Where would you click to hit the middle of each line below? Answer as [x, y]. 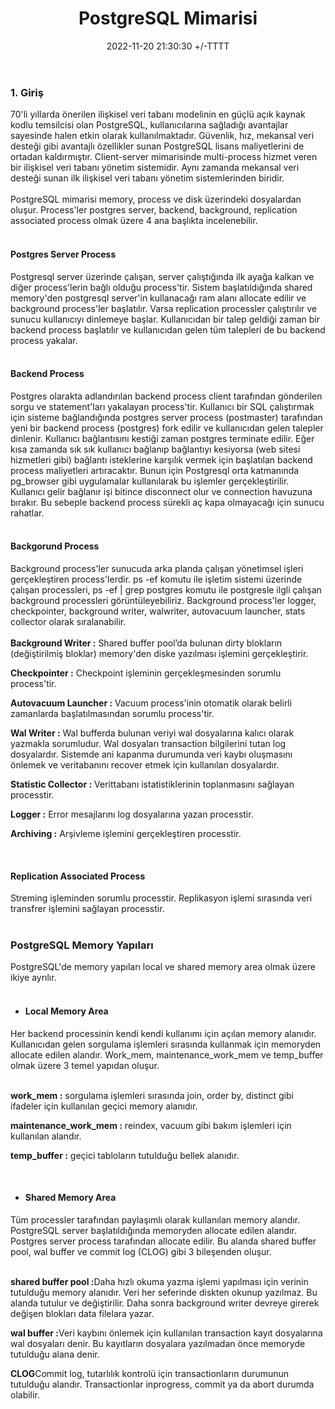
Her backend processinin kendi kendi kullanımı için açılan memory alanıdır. [163, 1033]
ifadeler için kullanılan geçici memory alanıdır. [104, 1106]
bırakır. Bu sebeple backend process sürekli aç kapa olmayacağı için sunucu [167, 502]
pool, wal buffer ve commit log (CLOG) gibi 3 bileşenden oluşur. [141, 1251]
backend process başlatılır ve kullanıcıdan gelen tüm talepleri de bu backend [168, 329]
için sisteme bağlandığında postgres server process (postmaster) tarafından [166, 417]
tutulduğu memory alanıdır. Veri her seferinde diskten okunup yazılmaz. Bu [164, 1292]
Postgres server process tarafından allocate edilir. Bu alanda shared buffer [163, 1241]
